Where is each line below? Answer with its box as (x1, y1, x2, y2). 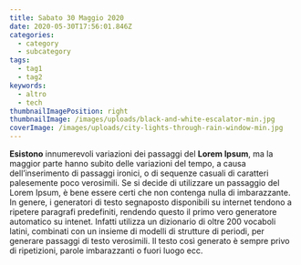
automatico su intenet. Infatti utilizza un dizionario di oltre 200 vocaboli (9, 216, 276, 227)
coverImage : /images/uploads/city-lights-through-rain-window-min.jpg (9, 124, 284, 133)
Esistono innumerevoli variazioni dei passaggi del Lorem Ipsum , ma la (9, 148, 274, 159)
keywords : (9, 81, 47, 90)
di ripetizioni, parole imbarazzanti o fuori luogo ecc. (9, 245, 203, 256)
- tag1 (17, 65, 43, 74)
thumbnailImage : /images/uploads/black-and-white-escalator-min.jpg (9, 115, 275, 124)
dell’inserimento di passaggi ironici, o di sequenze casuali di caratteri (9, 168, 269, 178)
